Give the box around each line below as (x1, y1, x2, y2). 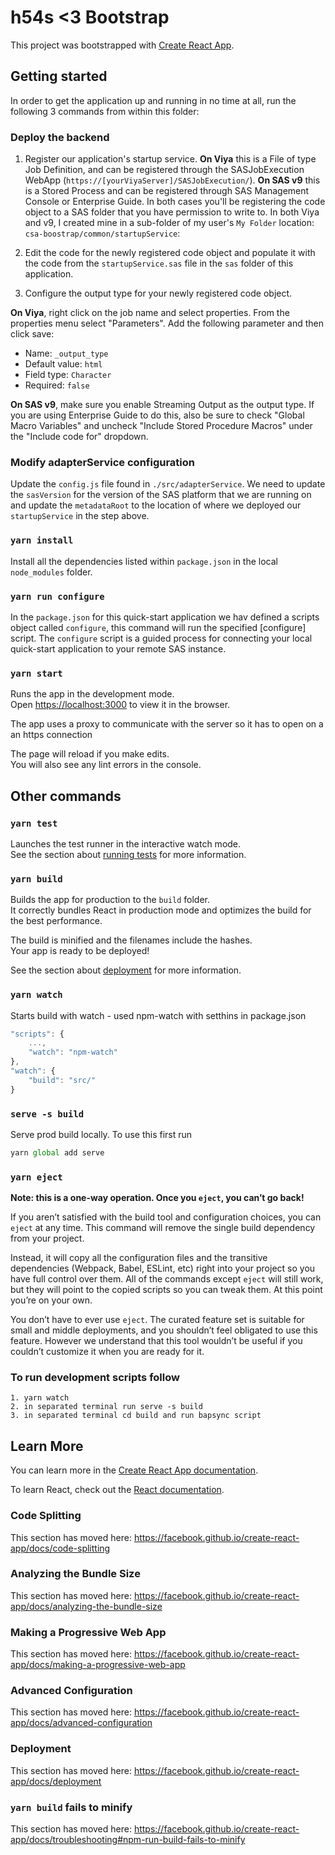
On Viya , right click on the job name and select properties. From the (10, 307, 290, 319)
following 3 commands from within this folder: (10, 105, 200, 117)
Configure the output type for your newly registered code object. (24, 287, 293, 300)
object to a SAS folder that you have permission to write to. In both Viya (24, 206, 320, 218)
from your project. (10, 1232, 85, 1245)
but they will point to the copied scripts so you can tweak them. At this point (10, 1284, 323, 1296)
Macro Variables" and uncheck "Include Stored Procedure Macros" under (10, 420, 313, 432)
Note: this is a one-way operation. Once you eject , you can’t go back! (10, 1192, 305, 1204)
